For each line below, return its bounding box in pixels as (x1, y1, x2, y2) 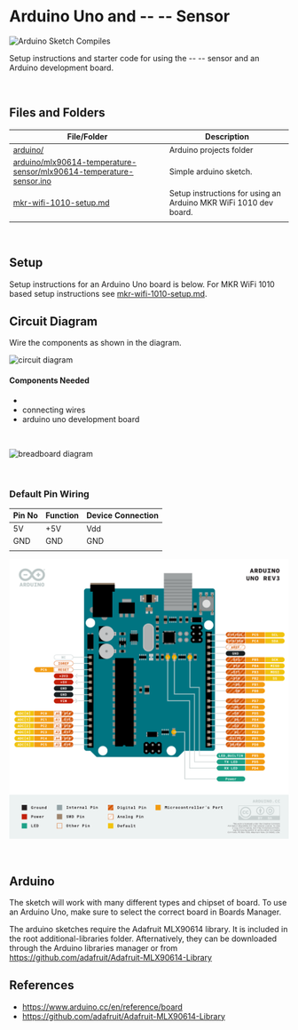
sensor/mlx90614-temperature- (12, 166, 135, 177)
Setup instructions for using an (169, 188, 281, 198)
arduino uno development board (21, 413, 140, 424)
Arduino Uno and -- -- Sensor (9, 6, 231, 27)
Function (45, 510, 80, 521)
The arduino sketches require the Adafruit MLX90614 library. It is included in (9, 923, 288, 934)
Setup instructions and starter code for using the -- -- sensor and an (9, 52, 260, 63)
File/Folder (67, 132, 108, 142)
